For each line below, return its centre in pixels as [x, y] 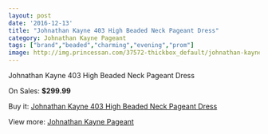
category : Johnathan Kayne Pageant [67, 38]
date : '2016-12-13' [41, 23]
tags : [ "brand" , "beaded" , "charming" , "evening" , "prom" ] [101, 45]
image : [19, 53]
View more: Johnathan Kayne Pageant [71, 122]
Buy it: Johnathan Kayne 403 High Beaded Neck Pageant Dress [113, 106]
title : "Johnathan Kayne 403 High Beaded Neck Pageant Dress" [114, 30]
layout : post [30, 16]
